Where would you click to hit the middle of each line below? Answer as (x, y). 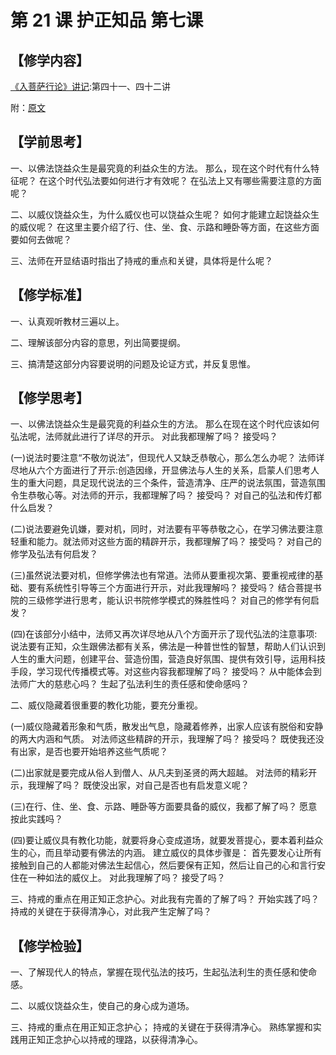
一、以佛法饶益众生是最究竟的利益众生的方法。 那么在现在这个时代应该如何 (165, 424)
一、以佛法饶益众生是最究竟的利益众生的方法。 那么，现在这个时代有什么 (160, 168)
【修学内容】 (50, 60)
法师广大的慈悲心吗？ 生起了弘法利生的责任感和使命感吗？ (130, 684)
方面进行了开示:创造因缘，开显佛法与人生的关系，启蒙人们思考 (182, 470)
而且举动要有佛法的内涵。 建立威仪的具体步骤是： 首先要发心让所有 (183, 853)
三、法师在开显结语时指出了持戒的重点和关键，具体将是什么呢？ (141, 260)
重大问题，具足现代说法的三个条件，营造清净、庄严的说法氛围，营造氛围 (176, 483)
